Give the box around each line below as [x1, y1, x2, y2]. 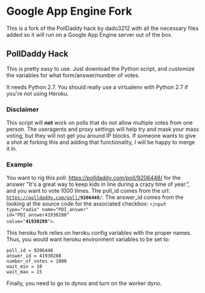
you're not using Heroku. [6, 90, 69, 97]
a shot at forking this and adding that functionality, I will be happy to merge [6, 139, 195, 146]
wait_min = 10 [6, 264, 43, 270]
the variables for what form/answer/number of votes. [6, 72, 140, 79]
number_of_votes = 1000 [6, 258, 67, 264]
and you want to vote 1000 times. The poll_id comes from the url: [6, 187, 170, 195]
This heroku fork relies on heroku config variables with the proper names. [6, 229, 192, 237]
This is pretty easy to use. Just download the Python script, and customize [6, 65, 195, 72]
